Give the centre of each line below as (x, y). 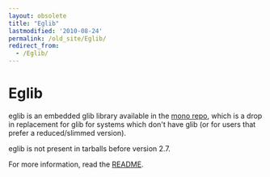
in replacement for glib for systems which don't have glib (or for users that (132, 124)
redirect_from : (34, 46)
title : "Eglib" (34, 23)
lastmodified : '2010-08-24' (56, 31)
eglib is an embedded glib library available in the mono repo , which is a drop (135, 116)
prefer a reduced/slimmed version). (67, 133)
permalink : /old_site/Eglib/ (57, 38)
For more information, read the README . (76, 164)
